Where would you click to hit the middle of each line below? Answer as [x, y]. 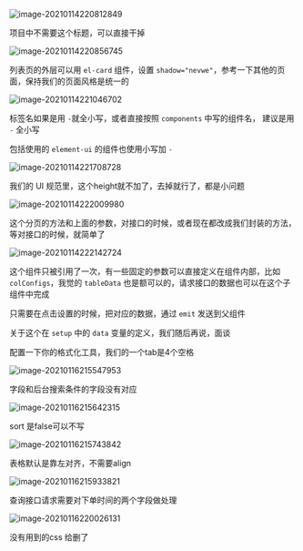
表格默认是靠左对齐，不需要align [71, 463]
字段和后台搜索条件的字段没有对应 [73, 389]
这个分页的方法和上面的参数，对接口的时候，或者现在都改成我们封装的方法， [153, 223]
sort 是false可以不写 [47, 426]
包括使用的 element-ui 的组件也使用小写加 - [91, 149]
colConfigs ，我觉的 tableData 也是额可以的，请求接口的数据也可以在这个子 [150, 283]
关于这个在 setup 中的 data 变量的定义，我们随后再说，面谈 [120, 333]
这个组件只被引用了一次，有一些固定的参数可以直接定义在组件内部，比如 [145, 271]
